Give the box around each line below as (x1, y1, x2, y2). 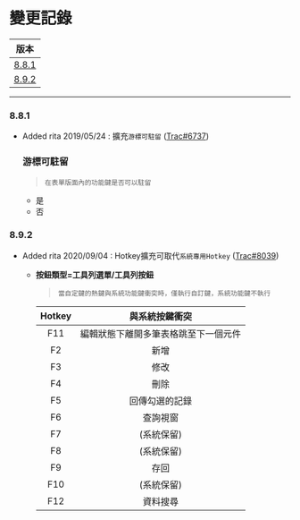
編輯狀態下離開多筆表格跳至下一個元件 (79, 328, 242, 340)
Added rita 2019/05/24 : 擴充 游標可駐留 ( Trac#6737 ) (21, 131, 210, 141)
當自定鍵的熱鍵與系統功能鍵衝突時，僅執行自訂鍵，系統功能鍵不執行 (57, 288, 271, 298)
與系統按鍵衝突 (129, 310, 193, 322)
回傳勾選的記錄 (129, 395, 193, 407)
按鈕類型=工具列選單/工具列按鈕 (35, 269, 154, 280)
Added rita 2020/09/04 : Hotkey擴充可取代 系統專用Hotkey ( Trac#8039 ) (21, 250, 279, 260)
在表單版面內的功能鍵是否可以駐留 (44, 178, 152, 187)
